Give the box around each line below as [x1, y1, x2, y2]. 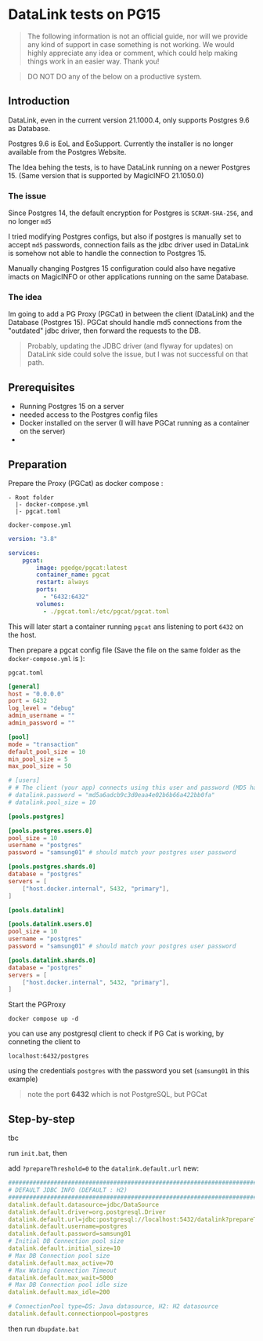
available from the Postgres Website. [8, 147, 127, 156]
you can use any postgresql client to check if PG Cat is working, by [8, 1029, 225, 1038]
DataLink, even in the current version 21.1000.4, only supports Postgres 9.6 [8, 115, 250, 125]
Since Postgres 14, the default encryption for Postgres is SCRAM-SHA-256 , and [8, 208, 254, 217]
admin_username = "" [8, 712, 76, 720]
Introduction [8, 94, 70, 108]
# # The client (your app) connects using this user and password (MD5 [8, 784, 247, 792]
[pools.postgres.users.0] [8, 827, 92, 835]
